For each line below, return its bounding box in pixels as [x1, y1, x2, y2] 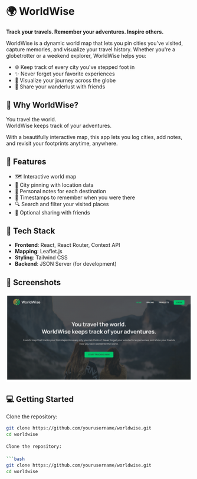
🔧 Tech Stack [6, 226, 55, 236]
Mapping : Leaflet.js [14, 248, 63, 255]
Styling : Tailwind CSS [14, 254, 68, 261]
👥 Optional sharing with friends [14, 209, 90, 216]
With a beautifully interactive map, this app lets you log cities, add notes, [6, 133, 183, 140]
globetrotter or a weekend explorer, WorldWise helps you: [6, 52, 146, 59]
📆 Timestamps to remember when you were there [14, 194, 136, 201]
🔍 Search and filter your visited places [14, 200, 109, 207]
